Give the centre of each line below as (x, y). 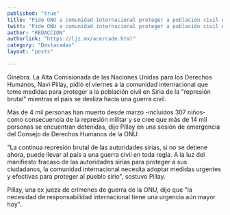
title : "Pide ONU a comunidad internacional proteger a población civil (113, 20)
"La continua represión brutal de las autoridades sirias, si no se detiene (107, 147)
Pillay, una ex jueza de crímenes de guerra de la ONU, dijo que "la (100, 190)
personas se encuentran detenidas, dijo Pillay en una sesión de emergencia (114, 127)
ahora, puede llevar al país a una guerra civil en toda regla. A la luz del (106, 154)
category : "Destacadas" (41, 45)
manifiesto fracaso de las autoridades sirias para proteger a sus (97, 162)
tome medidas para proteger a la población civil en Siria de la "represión (109, 91)
